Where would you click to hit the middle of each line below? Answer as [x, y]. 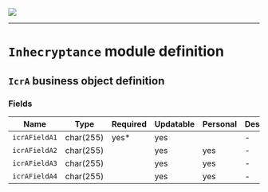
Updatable [175, 123]
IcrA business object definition [87, 81]
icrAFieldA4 [35, 176]
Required [129, 123]
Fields [20, 104]
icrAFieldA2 [35, 150]
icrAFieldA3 [35, 163]
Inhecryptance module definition [116, 51]
